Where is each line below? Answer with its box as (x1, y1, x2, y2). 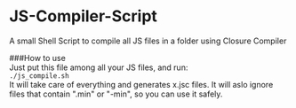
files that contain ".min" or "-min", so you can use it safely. (9, 89, 223, 99)
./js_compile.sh (9, 71, 69, 81)
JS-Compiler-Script (9, 6, 158, 27)
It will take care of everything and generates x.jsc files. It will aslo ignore (9, 79, 274, 89)
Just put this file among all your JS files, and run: (9, 62, 188, 73)
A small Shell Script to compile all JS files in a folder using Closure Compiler (9, 35, 287, 46)
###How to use (9, 52, 67, 63)
